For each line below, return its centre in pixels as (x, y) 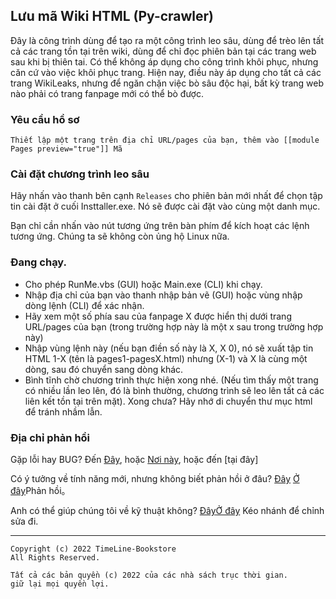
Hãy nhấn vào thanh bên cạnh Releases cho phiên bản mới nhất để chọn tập (166, 196)
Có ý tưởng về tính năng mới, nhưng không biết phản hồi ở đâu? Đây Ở (155, 478)
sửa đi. (24, 521)
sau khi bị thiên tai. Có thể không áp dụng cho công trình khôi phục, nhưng (164, 61)
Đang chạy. (39, 262)
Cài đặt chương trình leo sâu (80, 174)
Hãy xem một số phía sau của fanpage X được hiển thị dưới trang (158, 316)
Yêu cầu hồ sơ (45, 119)
